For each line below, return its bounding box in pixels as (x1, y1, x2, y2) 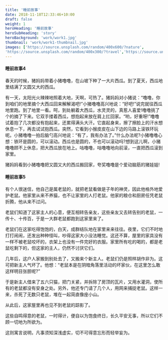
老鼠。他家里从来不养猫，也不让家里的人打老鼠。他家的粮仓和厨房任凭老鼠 (9, 192, 163, 198)
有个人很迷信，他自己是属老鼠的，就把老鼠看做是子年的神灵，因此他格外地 (5, 186, 158, 192)
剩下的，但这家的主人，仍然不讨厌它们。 (13, 245, 97, 251)
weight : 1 (5, 21, 26, 27)
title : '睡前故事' (5, 7, 41, 13)
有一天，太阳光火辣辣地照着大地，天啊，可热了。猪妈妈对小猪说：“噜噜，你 (5, 94, 161, 100)
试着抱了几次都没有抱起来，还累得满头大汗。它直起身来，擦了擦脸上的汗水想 (5, 119, 163, 125)
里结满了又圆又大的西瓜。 (5, 84, 58, 90)
